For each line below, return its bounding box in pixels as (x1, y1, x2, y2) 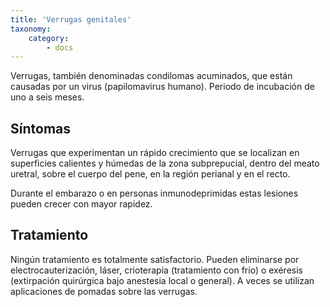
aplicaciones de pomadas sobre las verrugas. (10, 285, 198, 297)
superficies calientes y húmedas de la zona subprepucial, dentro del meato (10, 157, 320, 170)
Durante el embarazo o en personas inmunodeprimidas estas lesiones (10, 187, 299, 200)
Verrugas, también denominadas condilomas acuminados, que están (10, 70, 293, 82)
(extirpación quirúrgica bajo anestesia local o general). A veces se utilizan (10, 274, 315, 286)
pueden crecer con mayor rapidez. (10, 198, 153, 210)
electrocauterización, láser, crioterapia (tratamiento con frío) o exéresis (10, 264, 303, 276)
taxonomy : (10, 24, 52, 34)
